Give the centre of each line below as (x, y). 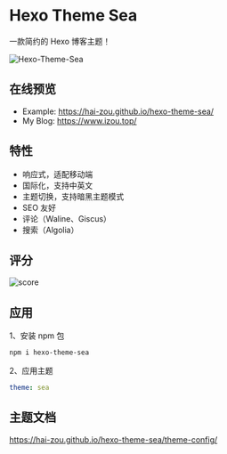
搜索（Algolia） (50, 230)
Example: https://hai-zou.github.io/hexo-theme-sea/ (118, 111)
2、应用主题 (31, 371)
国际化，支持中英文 (57, 185)
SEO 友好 (39, 207)
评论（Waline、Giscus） (66, 218)
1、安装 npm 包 (37, 336)
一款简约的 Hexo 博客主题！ (60, 41)
